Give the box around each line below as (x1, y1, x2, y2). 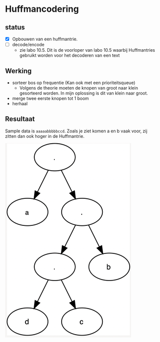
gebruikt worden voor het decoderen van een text (19, 53, 120, 59)
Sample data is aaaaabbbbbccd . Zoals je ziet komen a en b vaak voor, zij (5, 128, 148, 134)
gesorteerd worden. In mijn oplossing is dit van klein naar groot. (19, 90, 148, 96)
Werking (5, 66, 32, 75)
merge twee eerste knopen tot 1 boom (12, 95, 89, 101)
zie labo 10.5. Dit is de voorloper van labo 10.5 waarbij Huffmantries (19, 47, 155, 53)
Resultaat (5, 115, 35, 124)
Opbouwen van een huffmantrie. (12, 36, 78, 42)
